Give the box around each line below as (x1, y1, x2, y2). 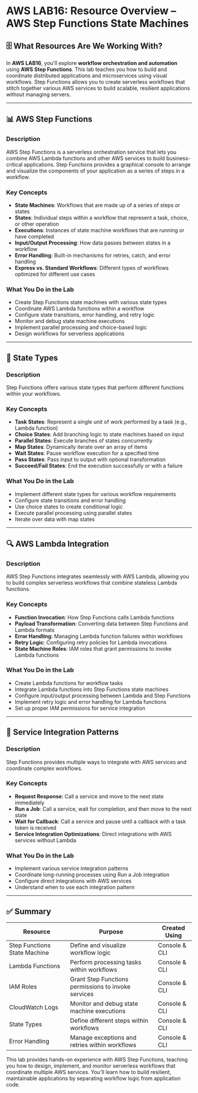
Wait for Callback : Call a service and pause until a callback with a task (14, 818, 186, 825)
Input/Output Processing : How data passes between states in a (14, 239, 171, 246)
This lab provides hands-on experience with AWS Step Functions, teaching (6, 1056, 188, 1063)
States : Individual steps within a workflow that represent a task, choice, (14, 214, 189, 221)
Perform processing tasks (70, 958, 141, 966)
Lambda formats (14, 626, 55, 633)
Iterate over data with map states (14, 515, 95, 523)
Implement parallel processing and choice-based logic (14, 324, 147, 331)
